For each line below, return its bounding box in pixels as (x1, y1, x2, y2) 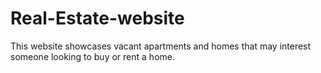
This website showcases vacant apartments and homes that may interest (10, 40, 312, 52)
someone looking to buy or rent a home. (10, 50, 175, 62)
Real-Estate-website (10, 7, 185, 30)
